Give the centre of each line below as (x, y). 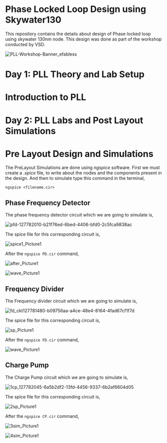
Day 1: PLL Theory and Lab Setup (75, 74)
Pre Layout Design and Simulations (79, 154)
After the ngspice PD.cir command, (42, 254)
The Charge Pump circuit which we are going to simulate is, (67, 377)
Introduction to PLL (46, 97)
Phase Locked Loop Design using (76, 9)
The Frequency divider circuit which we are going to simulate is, (71, 301)
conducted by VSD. (25, 44)
